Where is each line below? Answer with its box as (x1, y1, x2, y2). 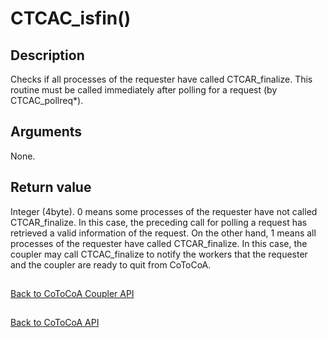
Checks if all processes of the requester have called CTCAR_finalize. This (10, 73, 313, 85)
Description (10, 47, 85, 64)
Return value (10, 179, 92, 196)
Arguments (10, 123, 83, 141)
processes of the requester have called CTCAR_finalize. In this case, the (10, 237, 308, 249)
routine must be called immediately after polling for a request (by (10, 84, 278, 96)
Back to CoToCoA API (10, 317, 100, 329)
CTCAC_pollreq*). (10, 95, 84, 106)
